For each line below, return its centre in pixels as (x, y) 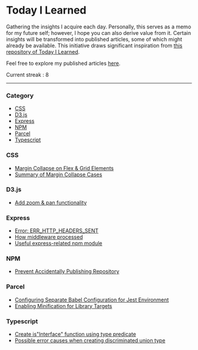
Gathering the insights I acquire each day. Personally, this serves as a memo (99, 27)
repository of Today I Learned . (43, 51)
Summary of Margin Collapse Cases (58, 174)
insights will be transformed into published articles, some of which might (94, 39)
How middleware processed (49, 237)
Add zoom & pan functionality (51, 202)
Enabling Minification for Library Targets (63, 306)
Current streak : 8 (27, 74)
